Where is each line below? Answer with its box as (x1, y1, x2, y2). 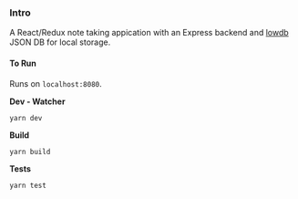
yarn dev (9, 113, 43, 122)
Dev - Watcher (9, 96, 66, 107)
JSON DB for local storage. (9, 37, 111, 47)
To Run (9, 58, 36, 68)
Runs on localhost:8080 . (9, 78, 102, 89)
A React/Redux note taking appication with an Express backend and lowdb (9, 27, 289, 38)
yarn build (9, 147, 51, 156)
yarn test (9, 181, 47, 190)
